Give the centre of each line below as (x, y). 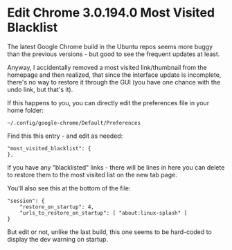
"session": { (26, 201)
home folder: (25, 110)
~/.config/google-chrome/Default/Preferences (74, 123)
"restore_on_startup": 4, (57, 207)
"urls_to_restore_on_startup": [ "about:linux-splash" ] (104, 213)
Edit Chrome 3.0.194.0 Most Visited (111, 13)
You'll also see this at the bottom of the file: (69, 188)
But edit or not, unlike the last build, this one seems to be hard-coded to (110, 232)
